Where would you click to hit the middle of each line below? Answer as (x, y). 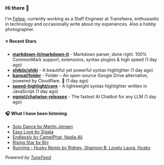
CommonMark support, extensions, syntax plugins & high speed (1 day (85, 59)
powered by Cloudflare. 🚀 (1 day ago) (50, 81)
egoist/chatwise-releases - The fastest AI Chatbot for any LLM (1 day (84, 96)
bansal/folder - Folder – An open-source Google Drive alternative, (80, 75)
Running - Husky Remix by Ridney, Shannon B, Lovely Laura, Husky (81, 148)
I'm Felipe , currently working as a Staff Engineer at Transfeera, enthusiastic (82, 19)
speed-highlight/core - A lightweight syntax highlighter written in (80, 86)
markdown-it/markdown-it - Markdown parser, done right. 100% (80, 54)
